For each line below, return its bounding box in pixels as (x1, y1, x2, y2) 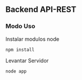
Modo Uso (5, 22, 36, 30)
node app (5, 68, 27, 74)
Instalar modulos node (5, 35, 60, 43)
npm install (5, 47, 35, 53)
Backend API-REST (5, 5, 77, 15)
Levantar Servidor (5, 57, 49, 64)
